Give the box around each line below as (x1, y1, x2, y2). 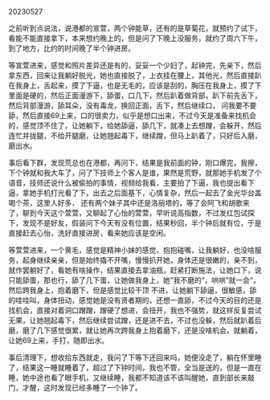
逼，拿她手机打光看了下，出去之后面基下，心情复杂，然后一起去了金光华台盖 (8, 188, 262, 198)
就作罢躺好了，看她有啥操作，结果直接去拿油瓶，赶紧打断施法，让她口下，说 (8, 265, 262, 275)
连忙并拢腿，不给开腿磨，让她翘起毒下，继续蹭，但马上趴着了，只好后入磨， (8, 131, 262, 140)
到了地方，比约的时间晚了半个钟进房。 (8, 43, 135, 53)
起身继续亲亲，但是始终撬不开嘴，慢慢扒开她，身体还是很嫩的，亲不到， (22, 255, 262, 264)
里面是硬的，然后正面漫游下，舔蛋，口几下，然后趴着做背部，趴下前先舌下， (8, 91, 262, 100)
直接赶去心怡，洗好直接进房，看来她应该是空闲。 (8, 228, 170, 238)
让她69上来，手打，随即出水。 (8, 336, 109, 345)
